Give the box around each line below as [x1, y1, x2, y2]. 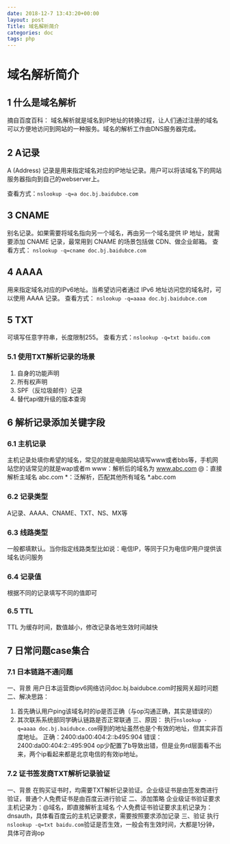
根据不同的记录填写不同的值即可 [7, 589, 97, 597]
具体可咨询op [7, 828, 44, 837]
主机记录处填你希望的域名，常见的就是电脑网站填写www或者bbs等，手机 [7, 456, 212, 464]
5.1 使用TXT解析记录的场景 [7, 352, 96, 362]
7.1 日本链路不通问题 [7, 667, 73, 677]
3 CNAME [7, 210, 50, 222]
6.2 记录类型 [7, 492, 49, 502]
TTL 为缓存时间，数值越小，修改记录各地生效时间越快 [7, 622, 158, 631]
